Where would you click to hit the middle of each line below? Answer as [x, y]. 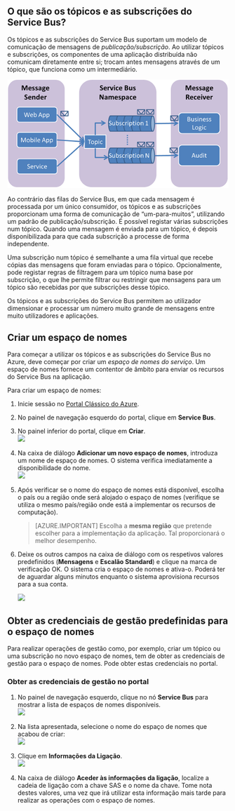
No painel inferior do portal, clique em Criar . [81, 431]
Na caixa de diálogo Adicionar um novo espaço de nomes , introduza [117, 453]
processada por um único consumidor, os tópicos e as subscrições [104, 206]
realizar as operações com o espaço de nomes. [86, 800]
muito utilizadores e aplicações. [53, 316]
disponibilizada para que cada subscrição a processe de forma [98, 236]
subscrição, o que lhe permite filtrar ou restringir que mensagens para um [114, 279]
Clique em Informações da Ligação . [70, 756]
